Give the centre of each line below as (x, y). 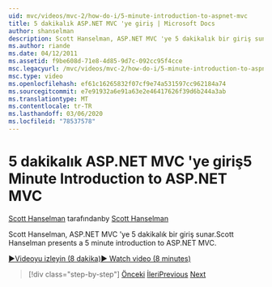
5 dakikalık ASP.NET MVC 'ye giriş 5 (130, 162)
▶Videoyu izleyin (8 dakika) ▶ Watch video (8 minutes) (100, 258)
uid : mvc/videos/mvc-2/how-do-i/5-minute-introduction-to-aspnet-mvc (128, 16)
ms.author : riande (39, 46)
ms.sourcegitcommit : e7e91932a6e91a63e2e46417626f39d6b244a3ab (117, 91)
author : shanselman (41, 31)
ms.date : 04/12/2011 (43, 54)
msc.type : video (36, 76)
